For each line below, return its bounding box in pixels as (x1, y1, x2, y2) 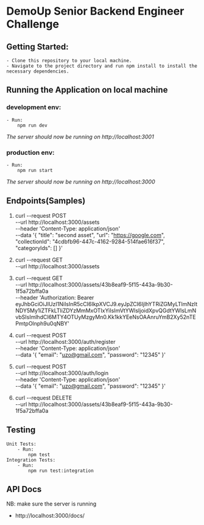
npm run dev (17, 122, 47, 129)
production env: (6, 148, 55, 157)
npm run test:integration (28, 468, 94, 474)
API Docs (6, 484, 42, 495)
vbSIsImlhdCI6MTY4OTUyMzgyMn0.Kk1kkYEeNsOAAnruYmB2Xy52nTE (15, 313, 196, 321)
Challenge (6, 17, 60, 31)
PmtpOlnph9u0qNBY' (15, 320, 70, 327)
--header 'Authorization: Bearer (15, 294, 94, 301)
